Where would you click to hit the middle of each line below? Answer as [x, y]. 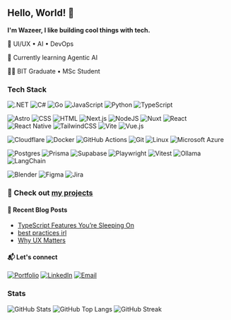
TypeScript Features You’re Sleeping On [76, 225]
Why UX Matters [41, 240]
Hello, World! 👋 [41, 13]
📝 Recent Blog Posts [37, 210]
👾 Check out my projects [50, 193]
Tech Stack [27, 89]
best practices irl [42, 233]
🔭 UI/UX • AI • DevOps [41, 44]
